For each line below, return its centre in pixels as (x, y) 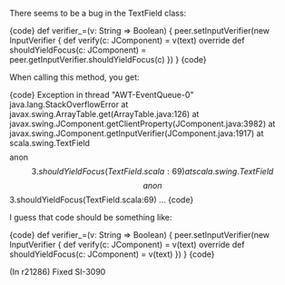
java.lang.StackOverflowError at (69, 104)
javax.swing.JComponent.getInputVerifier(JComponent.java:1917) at (137, 133)
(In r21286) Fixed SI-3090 (58, 272)
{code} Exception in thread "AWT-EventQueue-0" (102, 95)
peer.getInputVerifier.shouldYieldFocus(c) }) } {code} (108, 59)
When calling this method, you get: (74, 77)
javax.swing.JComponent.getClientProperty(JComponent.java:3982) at (142, 123)
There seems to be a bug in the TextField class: (98, 13)
